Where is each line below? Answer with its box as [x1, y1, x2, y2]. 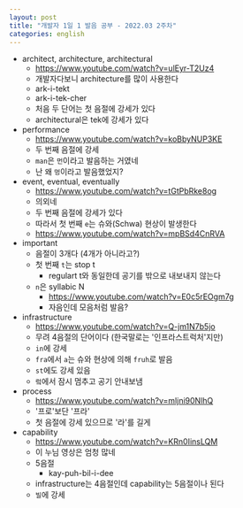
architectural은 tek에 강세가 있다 [34, 114, 149, 125]
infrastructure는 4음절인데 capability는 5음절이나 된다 [34, 479, 224, 489]
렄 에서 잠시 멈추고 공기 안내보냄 [34, 376, 143, 387]
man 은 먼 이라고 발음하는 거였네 [34, 156, 139, 166]
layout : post [9, 12, 57, 22]
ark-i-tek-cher [34, 93, 87, 104]
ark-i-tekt [34, 83, 71, 94]
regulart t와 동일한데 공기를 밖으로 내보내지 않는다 [48, 271, 221, 281]
